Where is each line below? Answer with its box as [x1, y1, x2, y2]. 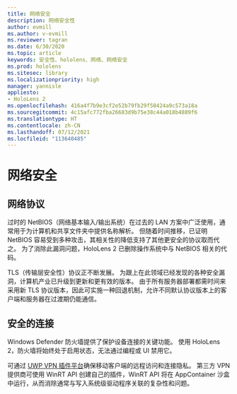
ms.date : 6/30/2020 [7, 43, 65, 50]
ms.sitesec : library [7, 69, 69, 76]
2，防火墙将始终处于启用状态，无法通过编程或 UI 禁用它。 [7, 347, 176, 355]
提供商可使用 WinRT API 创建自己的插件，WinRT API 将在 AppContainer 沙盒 [7, 370, 230, 378]
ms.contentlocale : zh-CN [7, 121, 81, 129]
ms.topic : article [7, 50, 62, 57]
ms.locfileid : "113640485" [7, 135, 87, 142]
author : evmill [7, 23, 52, 30]
